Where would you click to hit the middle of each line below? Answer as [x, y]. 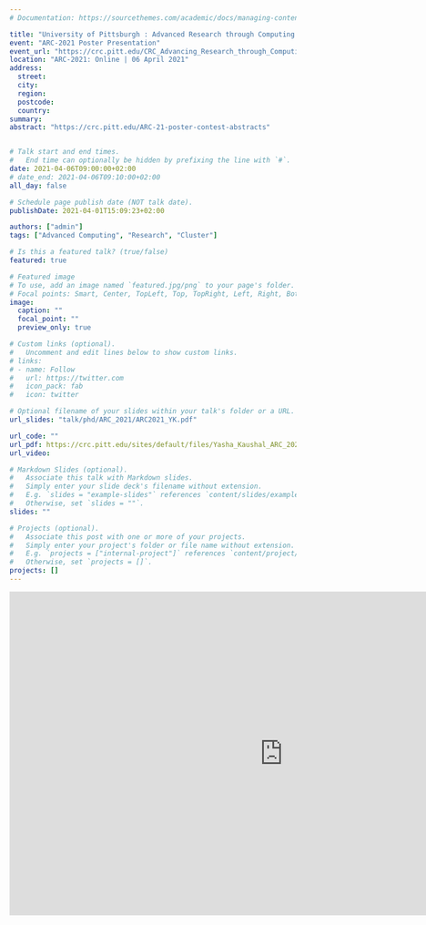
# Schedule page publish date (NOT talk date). [101, 202]
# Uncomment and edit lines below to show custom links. [124, 352]
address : [26, 68]
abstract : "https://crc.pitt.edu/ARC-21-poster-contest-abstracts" [140, 127]
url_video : [30, 453]
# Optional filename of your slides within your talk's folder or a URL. [152, 412]
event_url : [30, 51]
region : [32, 93]
